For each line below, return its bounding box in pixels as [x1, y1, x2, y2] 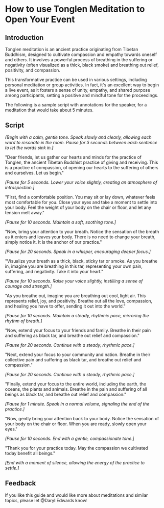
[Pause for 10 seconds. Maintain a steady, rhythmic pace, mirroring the [5, 312, 149, 318]
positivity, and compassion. [5, 67, 60, 73]
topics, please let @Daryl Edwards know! [5, 497, 88, 503]
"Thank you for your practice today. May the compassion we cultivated [5, 445, 148, 451]
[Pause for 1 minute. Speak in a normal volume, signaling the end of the [5, 401, 150, 406]
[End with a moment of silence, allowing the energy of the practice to [5, 459, 145, 465]
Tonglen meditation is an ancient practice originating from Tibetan [5, 47, 139, 52]
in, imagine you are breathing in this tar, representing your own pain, [5, 263, 143, 269]
